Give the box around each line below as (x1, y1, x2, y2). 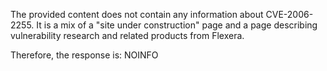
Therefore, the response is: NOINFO (10, 49, 159, 61)
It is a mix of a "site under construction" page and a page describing (36, 19, 318, 31)
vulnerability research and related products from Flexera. (10, 30, 245, 41)
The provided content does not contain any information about (10, 9, 264, 20)
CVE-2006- (265, 9, 314, 20)
